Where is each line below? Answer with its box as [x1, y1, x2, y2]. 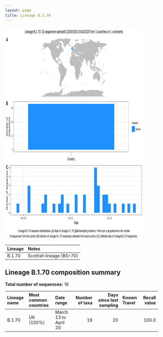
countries [29, 303, 49, 308]
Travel [122, 300, 136, 305]
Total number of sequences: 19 [5, 281, 69, 287]
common [29, 297, 48, 303]
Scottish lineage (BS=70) [28, 253, 79, 259]
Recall [143, 294, 156, 301]
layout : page [5, 8, 32, 13]
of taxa [78, 300, 93, 305]
